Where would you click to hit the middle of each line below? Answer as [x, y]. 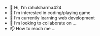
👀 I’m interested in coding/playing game [50, 13]
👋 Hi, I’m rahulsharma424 [35, 8]
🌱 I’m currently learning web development [52, 18]
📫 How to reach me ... [33, 28]
